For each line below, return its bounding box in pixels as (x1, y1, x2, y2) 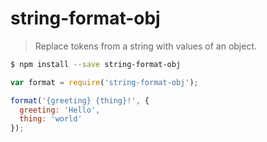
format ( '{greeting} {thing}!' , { (10, 95, 150, 106)
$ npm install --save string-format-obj (10, 59, 182, 69)
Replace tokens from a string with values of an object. (34, 40, 258, 52)
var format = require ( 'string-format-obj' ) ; (10, 77, 199, 87)
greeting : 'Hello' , (19, 105, 101, 115)
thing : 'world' (19, 114, 83, 124)
